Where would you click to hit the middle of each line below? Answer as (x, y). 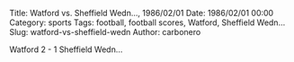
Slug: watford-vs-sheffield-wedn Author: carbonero (105, 32)
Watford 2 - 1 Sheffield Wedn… (66, 49)
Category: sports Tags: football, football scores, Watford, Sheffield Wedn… (147, 22)
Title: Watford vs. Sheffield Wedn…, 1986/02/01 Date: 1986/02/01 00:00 (142, 13)
